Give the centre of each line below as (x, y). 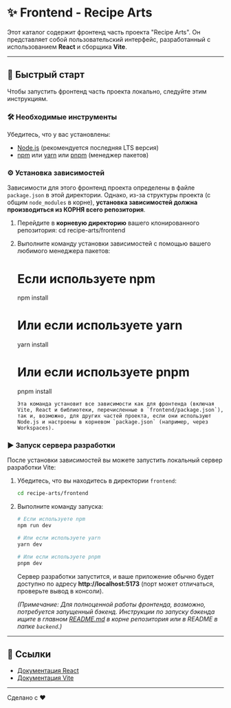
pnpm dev (30, 563)
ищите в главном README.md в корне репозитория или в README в (117, 619)
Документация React (48, 671)
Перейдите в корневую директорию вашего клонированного (108, 223)
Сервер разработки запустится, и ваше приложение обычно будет (115, 576)
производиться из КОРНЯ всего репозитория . (76, 210)
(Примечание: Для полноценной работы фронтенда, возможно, (111, 604)
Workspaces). (36, 428)
